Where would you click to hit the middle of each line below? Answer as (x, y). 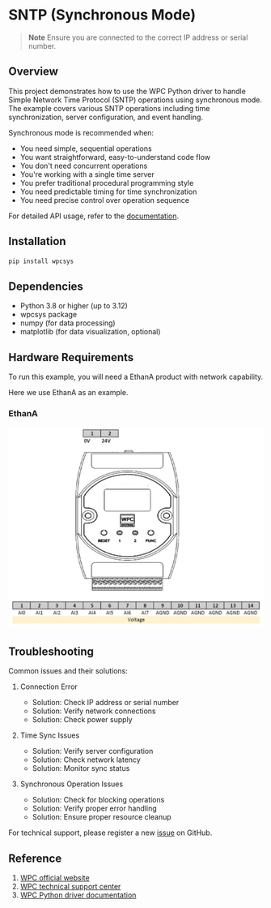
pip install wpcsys (41, 261)
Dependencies (46, 286)
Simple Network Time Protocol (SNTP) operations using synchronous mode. (135, 100)
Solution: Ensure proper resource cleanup (102, 817)
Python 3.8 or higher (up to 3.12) (74, 306)
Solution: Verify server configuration (93, 751)
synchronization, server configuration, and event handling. (106, 117)
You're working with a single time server (87, 174)
